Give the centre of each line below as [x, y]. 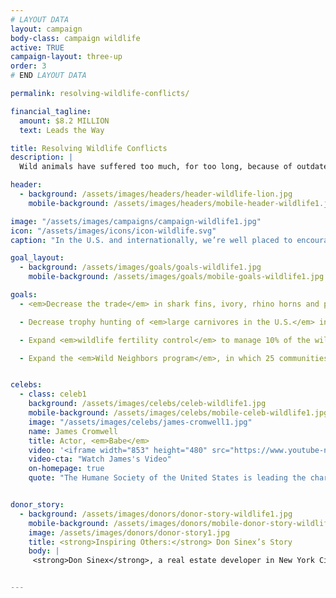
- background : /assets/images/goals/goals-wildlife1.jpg [140, 267]
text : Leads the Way [62, 130]
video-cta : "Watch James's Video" [100, 459]
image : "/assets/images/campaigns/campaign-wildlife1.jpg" [136, 221]
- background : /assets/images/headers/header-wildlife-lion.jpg [156, 194]
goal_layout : [37, 258]
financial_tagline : [51, 111]
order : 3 [28, 66]
